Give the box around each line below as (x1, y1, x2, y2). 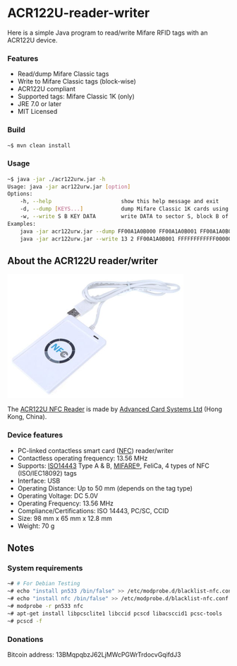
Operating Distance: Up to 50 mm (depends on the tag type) (17, 483, 193, 493)
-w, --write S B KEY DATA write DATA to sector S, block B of (20, 213, 229, 220)
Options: (7, 190, 33, 197)
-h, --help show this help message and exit (20, 198, 219, 205)
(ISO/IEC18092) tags (17, 469, 78, 477)
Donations (7, 634, 44, 644)
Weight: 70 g (17, 522, 55, 530)
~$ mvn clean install (7, 142, 71, 149)
